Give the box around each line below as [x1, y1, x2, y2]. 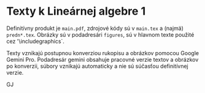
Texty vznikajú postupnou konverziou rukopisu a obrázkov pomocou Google [6, 49, 199, 56]
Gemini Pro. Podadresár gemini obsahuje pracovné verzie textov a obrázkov [6, 56, 199, 63]
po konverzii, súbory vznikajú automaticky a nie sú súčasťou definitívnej [6, 62, 188, 70]
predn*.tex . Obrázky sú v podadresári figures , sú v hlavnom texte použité [6, 31, 195, 38]
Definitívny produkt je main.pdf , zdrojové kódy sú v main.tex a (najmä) [6, 24, 184, 32]
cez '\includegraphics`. [6, 37, 64, 45]
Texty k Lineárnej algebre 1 [6, 4, 146, 18]
